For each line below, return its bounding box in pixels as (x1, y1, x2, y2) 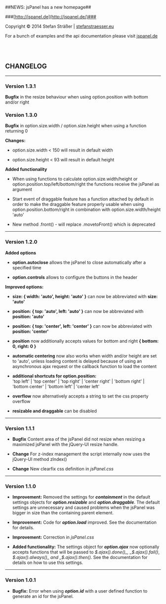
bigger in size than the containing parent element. (12, 510, 114, 516)
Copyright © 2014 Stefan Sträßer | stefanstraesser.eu (5, 23, 114, 29)
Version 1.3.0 (5, 111, 38, 118)
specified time (12, 264, 41, 270)
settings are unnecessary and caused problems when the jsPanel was (12, 504, 155, 510)
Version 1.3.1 (5, 83, 36, 90)
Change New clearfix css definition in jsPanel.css (12, 466, 114, 472)
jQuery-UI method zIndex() (12, 456, 67, 462)
